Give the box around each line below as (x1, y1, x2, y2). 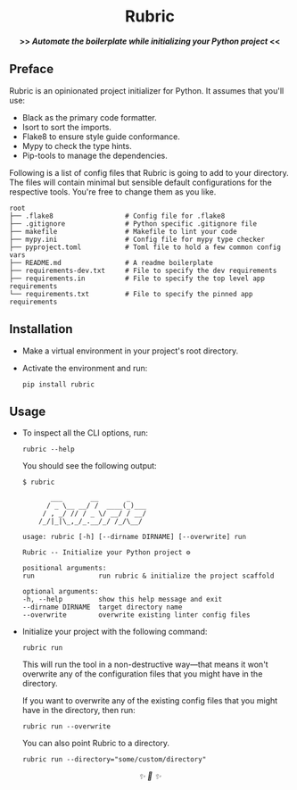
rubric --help (21, 445, 75, 454)
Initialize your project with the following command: (21, 627, 208, 637)
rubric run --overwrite (21, 722, 111, 731)
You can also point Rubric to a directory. (21, 738, 170, 749)
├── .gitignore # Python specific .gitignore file (9, 219, 257, 229)
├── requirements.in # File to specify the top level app (9, 274, 266, 283)
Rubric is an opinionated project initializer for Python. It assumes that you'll (9, 85, 285, 96)
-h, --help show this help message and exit (21, 595, 223, 604)
